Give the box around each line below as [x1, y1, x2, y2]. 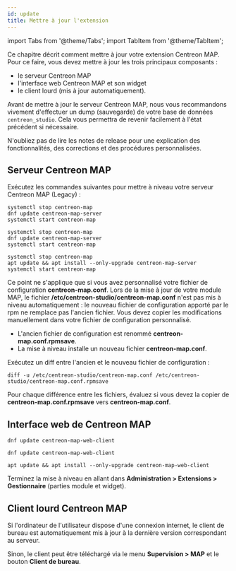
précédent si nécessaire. [7, 122, 80, 131]
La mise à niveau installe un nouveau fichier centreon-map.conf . [17, 344, 208, 353]
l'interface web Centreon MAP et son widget [17, 78, 147, 87]
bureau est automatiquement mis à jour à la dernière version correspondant [7, 528, 227, 537]
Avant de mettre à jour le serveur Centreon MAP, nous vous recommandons [7, 100, 227, 108]
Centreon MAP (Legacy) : [7, 190, 81, 199]
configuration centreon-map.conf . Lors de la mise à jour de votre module [7, 285, 222, 294]
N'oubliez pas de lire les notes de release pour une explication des [7, 136, 201, 145]
